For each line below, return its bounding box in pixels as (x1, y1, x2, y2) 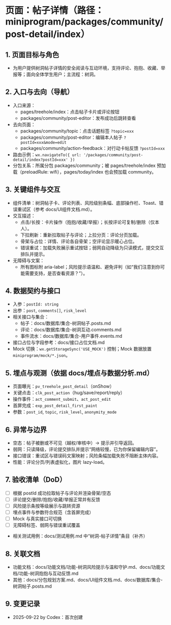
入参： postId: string (12, 301, 59, 307)
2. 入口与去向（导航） (5, 88, 74, 96)
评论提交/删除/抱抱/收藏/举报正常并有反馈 (12, 496, 100, 502)
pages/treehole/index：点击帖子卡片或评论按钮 (20, 109, 120, 115)
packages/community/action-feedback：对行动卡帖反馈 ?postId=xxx (20, 145, 165, 151)
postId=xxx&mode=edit (20, 140, 67, 145)
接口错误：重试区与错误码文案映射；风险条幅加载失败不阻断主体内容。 (12, 452, 161, 459)
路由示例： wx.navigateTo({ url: (12, 152, 81, 158)
